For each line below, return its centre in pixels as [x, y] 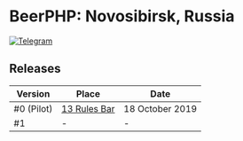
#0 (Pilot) [33, 108]
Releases [35, 69]
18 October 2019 [161, 108]
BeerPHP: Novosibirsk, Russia [122, 16]
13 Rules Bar [88, 108]
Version [33, 93]
